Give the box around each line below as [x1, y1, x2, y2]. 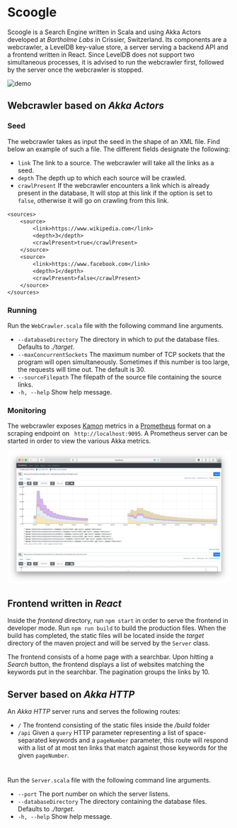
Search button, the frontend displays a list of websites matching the [7, 661, 205, 669]
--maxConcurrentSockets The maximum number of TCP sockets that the [17, 350, 225, 358]
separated [17, 736, 48, 745]
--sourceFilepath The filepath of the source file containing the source [17, 372, 222, 381]
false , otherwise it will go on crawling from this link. [17, 196, 170, 204]
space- [185, 729, 207, 737]
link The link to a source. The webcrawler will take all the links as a [17, 158, 214, 167]
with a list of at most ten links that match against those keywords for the [17, 744, 228, 752]
